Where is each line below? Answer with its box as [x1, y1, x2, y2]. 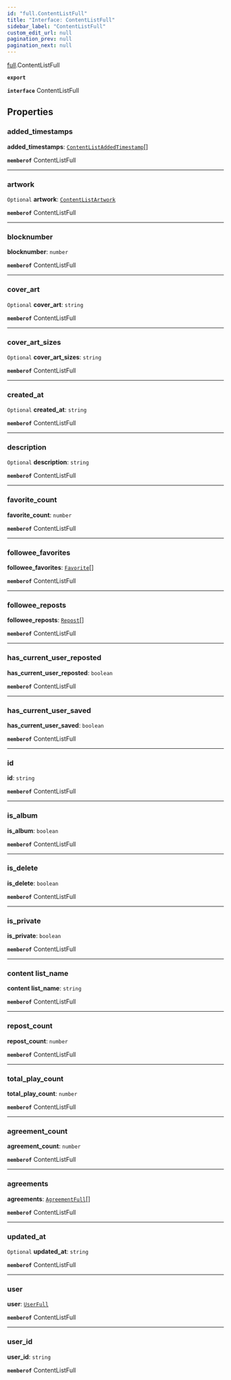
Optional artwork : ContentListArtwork [7, 195, 115, 203]
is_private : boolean [7, 932, 61, 940]
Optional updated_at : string [7, 1247, 89, 1255]
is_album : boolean [7, 827, 58, 835]
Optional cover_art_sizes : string [7, 352, 102, 361]
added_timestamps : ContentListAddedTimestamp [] [7, 142, 148, 151]
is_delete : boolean [7, 879, 59, 887]
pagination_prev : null [7, 36, 72, 43]
